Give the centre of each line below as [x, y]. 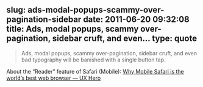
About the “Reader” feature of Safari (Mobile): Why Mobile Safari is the [95, 71]
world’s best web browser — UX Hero [54, 78]
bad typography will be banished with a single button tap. [93, 60]
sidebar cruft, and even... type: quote [124, 39]
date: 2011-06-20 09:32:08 [137, 20]
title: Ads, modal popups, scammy [73, 29]
